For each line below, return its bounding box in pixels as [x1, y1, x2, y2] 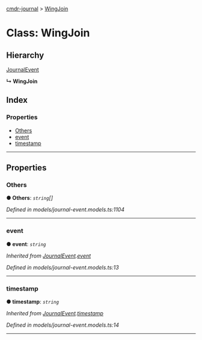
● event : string [6, 240, 46, 247]
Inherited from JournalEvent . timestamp [6, 309, 104, 317]
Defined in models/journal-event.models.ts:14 [6, 321, 119, 329]
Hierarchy [6, 50, 44, 60]
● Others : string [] [6, 194, 53, 202]
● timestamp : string [6, 298, 59, 305]
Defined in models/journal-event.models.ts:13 [6, 264, 119, 271]
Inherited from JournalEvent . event [6, 252, 91, 259]
